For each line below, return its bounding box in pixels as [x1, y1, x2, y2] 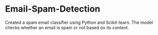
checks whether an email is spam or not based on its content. [5, 24, 129, 30]
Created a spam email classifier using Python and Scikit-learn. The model [5, 19, 153, 25]
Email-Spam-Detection [5, 3, 100, 15]
